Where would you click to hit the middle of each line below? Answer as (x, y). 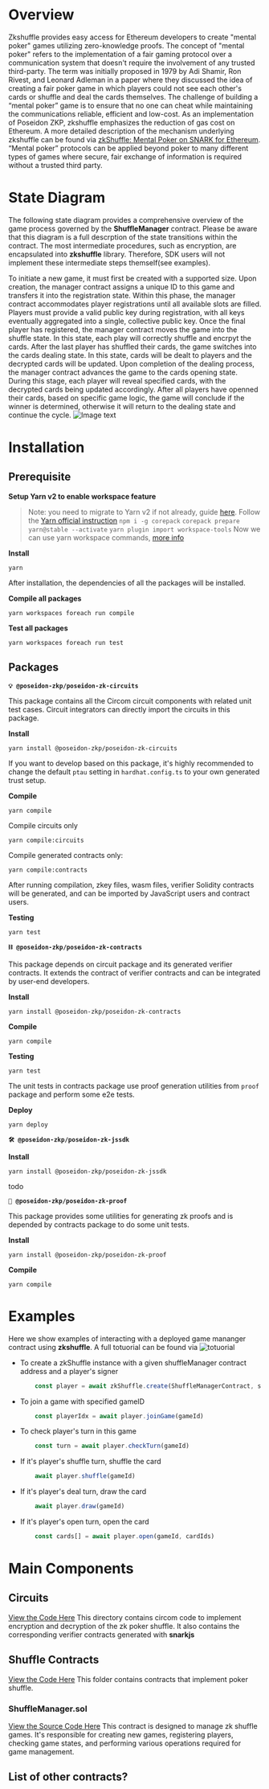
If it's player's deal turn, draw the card (83, 1492)
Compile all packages (45, 598)
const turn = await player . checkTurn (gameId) (112, 1446)
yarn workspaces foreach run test (66, 642)
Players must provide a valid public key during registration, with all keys (126, 312)
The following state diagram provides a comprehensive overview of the (126, 220)
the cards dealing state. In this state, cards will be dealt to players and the (130, 355)
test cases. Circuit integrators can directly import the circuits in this (119, 709)
